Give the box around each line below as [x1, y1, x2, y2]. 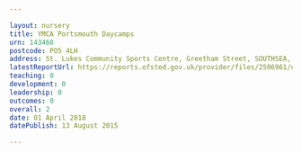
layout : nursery [9, 21, 70, 30]
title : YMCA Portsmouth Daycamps [9, 29, 135, 39]
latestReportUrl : [9, 63, 75, 72]
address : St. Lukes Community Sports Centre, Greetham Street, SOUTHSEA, [9, 55, 292, 64]
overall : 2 [9, 104, 50, 113]
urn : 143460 [9, 38, 54, 47]
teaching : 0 [9, 71, 54, 81]
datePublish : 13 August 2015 [9, 121, 119, 130]
